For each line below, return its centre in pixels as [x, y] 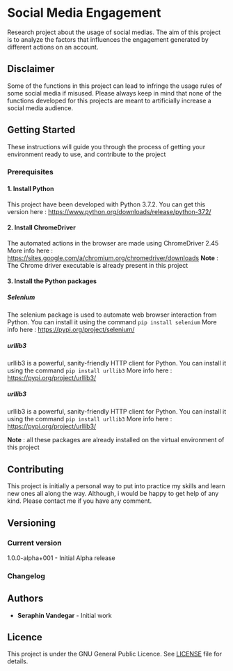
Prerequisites [30, 172]
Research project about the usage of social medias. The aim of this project [114, 32]
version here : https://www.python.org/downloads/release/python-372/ [109, 211]
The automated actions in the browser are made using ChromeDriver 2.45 [113, 243]
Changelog [26, 575]
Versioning [31, 523]
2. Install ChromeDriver [42, 227]
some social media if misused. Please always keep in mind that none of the [115, 93]
